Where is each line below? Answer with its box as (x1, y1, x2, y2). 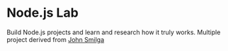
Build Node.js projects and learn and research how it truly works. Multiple (6, 28, 221, 36)
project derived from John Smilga (6, 35, 105, 43)
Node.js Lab (6, 5, 79, 21)
